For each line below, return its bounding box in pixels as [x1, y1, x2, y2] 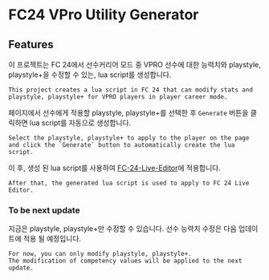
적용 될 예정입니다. [22, 234, 82, 244]
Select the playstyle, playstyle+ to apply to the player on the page [8, 134, 250, 142]
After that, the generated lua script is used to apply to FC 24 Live [8, 179, 250, 187]
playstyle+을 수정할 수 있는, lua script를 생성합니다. [8, 70, 172, 79]
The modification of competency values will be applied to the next [8, 257, 243, 266]
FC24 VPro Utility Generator [8, 6, 199, 24]
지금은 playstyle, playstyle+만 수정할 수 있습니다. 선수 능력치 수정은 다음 [8, 224, 237, 233]
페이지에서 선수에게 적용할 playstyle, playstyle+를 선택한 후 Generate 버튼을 [8, 108, 249, 117]
